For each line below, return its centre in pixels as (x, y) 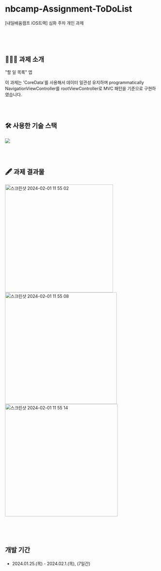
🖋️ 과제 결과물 (25, 171)
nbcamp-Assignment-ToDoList (69, 9)
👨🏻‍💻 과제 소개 (25, 59)
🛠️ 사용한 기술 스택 (31, 126)
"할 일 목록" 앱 (19, 72)
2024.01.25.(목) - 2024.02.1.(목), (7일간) (51, 563)
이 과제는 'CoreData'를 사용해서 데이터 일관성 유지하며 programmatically (74, 82)
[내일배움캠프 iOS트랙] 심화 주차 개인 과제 (44, 23)
